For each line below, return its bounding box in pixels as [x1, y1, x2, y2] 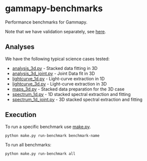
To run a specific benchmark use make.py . [5, 123, 91, 130]
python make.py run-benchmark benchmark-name [5, 133, 99, 138]
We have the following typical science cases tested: [5, 56, 110, 62]
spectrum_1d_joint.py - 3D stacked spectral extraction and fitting [12, 96, 143, 102]
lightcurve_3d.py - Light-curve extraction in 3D [12, 81, 107, 87]
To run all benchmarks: [5, 142, 51, 148]
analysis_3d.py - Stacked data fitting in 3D [12, 65, 98, 71]
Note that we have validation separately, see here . [5, 28, 106, 34]
